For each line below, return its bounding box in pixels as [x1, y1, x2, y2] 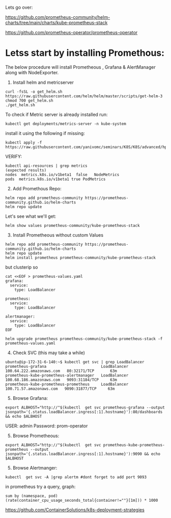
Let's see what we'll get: [5, 213, 56, 219]
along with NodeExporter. [5, 69, 59, 75]
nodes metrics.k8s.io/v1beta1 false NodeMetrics [5, 172, 120, 177]
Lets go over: [5, 5, 33, 10]
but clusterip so [5, 264, 38, 270]
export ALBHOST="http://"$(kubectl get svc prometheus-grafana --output [5, 405, 165, 410]
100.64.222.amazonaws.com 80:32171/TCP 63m [5, 368, 117, 373]
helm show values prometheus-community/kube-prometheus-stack [5, 223, 140, 228]
